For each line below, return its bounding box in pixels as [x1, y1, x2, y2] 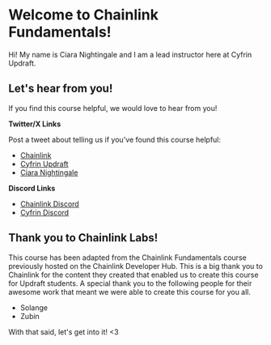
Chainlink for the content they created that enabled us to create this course [8, 270, 259, 279]
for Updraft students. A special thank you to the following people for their [8, 278, 252, 288]
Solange [19, 302, 49, 313]
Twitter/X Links [8, 119, 61, 129]
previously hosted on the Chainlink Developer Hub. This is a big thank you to [8, 261, 263, 270]
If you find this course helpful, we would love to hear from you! [8, 103, 218, 113]
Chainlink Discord [19, 198, 79, 208]
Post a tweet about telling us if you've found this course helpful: [8, 134, 221, 144]
